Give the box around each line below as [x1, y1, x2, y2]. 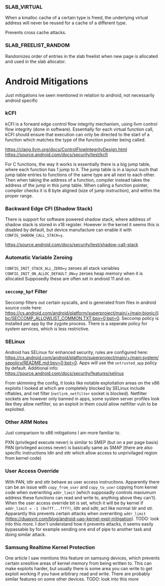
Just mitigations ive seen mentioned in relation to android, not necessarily [5, 92, 155, 98]
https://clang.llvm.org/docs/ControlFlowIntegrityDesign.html [5, 146, 127, 152]
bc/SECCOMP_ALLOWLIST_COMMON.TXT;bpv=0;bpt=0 [5, 315, 120, 321]
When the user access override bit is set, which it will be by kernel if [5, 500, 144, 506]
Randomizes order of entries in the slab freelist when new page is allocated [5, 53, 158, 59]
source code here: [5, 304, 42, 310]
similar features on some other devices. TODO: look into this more [5, 576, 139, 582]
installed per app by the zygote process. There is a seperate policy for [5, 320, 148, 326]
